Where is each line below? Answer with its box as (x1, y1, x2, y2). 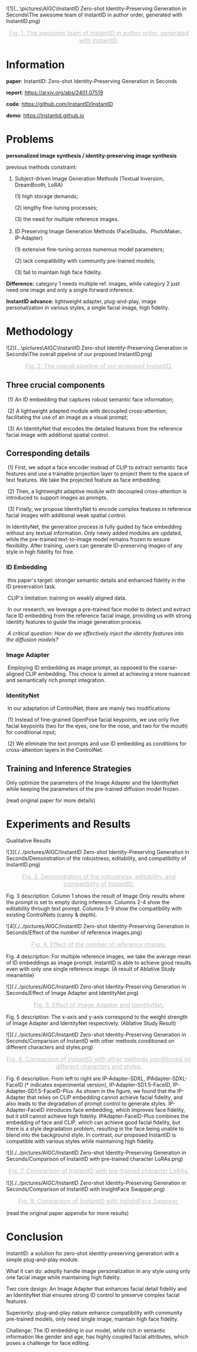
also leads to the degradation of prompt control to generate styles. (6, 1100, 168, 1107)
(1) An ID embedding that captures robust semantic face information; (7, 395, 174, 403)
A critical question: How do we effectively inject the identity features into (7, 630, 184, 637)
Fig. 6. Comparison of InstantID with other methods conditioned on (6, 1055, 191, 1063)
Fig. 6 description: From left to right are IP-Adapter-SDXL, (6, 1075, 145, 1082)
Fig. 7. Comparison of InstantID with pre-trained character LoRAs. (8, 1167, 189, 1175)
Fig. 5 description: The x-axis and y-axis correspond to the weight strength (6, 1013, 188, 1020)
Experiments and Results (6, 817, 131, 831)
